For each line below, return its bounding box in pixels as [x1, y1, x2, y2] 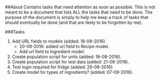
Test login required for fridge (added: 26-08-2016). [12, 64, 114, 70]
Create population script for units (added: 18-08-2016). [12, 54, 122, 60]
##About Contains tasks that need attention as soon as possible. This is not [5, 4, 156, 10]
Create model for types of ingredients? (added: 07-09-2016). [12, 69, 134, 75]
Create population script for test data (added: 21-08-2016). [12, 59, 130, 64]
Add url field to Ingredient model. [19, 48, 86, 54]
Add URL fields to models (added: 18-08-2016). [12, 38, 106, 44]
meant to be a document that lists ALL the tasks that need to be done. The [5, 9, 153, 15]
